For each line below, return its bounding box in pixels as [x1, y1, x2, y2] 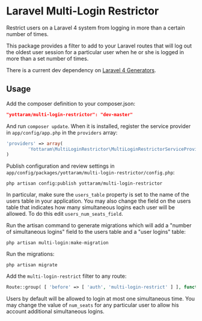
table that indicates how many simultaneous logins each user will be [6, 204, 176, 211]
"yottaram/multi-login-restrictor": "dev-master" [6, 111, 133, 118]
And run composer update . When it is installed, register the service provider [6, 122, 191, 130]
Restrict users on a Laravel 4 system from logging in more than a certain [6, 24, 185, 31]
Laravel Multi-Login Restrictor [6, 4, 159, 18]
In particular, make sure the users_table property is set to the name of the [6, 191, 189, 198]
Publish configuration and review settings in [6, 162, 115, 170]
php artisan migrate [6, 262, 58, 268]
